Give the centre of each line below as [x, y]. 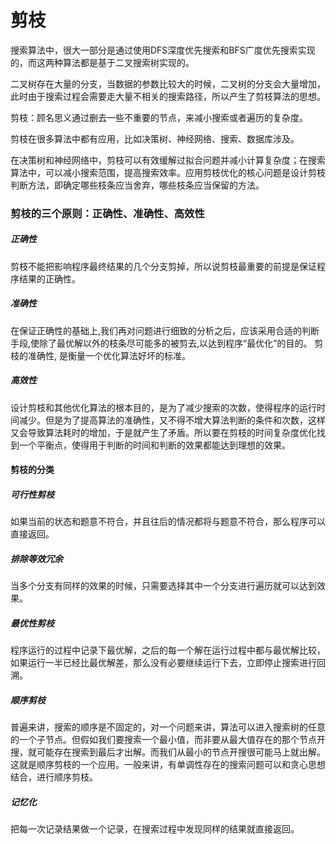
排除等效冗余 [36, 558]
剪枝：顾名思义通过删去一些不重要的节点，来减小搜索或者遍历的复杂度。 [159, 117]
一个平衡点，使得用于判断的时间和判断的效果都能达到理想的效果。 [154, 445]
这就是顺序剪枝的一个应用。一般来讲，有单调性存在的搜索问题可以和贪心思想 [168, 765]
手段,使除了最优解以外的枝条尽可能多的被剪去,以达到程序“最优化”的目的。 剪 [167, 343]
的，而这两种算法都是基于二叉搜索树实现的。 [102, 62]
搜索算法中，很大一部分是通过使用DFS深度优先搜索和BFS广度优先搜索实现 [163, 50]
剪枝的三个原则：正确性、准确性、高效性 [107, 213]
